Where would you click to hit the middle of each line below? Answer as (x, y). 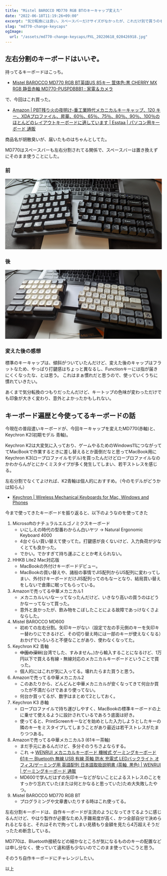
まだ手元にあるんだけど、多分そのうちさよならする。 (74, 746)
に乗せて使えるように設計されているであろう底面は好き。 (78, 715)
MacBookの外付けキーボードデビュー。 (60, 566)
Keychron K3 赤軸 (31, 702)
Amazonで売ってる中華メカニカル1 (48, 591)
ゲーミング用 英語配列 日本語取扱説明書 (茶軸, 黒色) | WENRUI (98, 765)
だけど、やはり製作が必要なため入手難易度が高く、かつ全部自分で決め (85, 818)
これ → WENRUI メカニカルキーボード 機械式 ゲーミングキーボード (88, 752)
